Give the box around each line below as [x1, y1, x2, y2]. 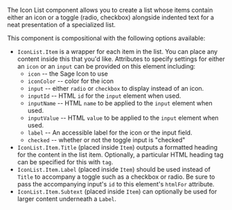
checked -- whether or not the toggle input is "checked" [27, 136, 186, 144]
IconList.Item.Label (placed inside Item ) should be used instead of [17, 166, 211, 173]
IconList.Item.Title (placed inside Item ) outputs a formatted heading [17, 143, 218, 151]
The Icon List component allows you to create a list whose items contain [7, 6, 213, 14]
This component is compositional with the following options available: [7, 34, 206, 42]
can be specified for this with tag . [17, 158, 114, 166]
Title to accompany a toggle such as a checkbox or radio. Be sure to [17, 173, 215, 181]
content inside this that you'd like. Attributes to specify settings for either [17, 55, 225, 63]
